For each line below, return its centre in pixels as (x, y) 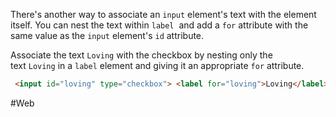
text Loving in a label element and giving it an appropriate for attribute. (157, 65)
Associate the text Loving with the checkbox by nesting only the (141, 55)
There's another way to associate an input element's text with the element (163, 14)
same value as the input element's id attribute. (107, 35)
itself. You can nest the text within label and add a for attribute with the (159, 25)
